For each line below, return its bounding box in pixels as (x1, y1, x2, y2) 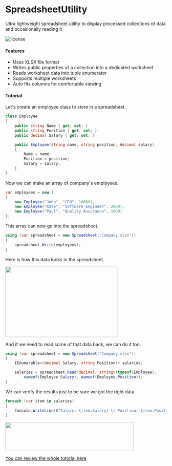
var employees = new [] (5, 189, 54, 195)
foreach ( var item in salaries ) (5, 398, 74, 404)
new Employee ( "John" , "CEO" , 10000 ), (14, 199, 95, 204)
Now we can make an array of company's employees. (5, 180, 119, 186)
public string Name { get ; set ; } (14, 123, 88, 129)
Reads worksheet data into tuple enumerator (12, 70, 107, 76)
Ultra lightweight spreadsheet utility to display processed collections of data (5, 20, 166, 27)
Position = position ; (24, 156, 70, 162)
